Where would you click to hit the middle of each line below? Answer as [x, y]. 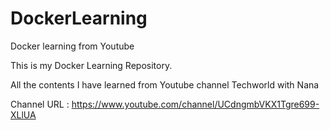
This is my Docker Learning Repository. [91, 65]
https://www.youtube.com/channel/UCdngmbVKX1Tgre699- [195, 104]
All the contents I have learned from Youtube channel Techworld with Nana [165, 84]
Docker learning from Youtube [72, 46]
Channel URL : [40, 104]
